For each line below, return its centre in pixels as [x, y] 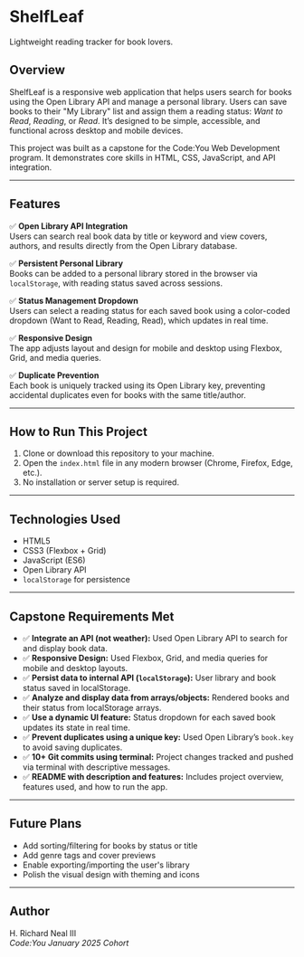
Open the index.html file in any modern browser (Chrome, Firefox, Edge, [157, 463]
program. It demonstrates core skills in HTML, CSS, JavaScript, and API [142, 157]
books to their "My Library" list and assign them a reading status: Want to [146, 111]
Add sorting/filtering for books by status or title [110, 845]
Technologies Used [65, 519]
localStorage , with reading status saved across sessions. [116, 283]
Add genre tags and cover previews [89, 855]
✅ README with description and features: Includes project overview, [153, 777]
